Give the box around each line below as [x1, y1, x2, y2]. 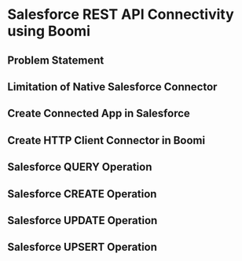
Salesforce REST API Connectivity [7, 6, 234, 24]
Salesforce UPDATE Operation [7, 214, 158, 227]
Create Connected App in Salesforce [7, 107, 190, 120]
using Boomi [7, 22, 91, 40]
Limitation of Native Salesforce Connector [7, 80, 218, 94]
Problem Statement [7, 53, 104, 67]
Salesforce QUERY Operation [7, 160, 152, 174]
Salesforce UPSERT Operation [7, 241, 158, 254]
